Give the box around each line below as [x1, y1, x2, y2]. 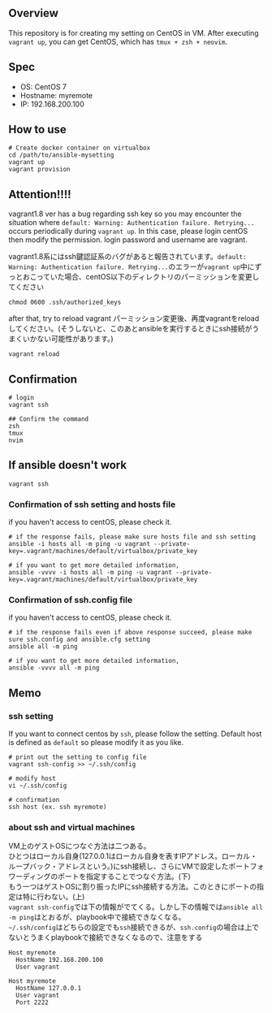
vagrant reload [8, 350, 60, 358]
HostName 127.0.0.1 [15, 985, 82, 993]
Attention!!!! [8, 187, 71, 201]
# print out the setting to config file [8, 753, 148, 762]
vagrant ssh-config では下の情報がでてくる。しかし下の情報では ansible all [8, 902, 263, 912]
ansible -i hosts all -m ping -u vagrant [8, 540, 151, 548]
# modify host [8, 775, 57, 783]
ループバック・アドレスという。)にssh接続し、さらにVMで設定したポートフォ [8, 861, 265, 872]
